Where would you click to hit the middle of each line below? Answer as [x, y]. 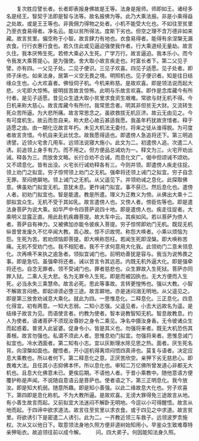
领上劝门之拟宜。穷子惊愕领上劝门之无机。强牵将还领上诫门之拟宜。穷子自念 [99, 172]
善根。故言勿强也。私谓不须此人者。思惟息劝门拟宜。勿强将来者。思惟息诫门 [99, 336]
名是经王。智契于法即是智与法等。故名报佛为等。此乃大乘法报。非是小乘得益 [99, 16]
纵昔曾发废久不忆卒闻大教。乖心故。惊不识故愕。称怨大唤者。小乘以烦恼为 [97, 231]
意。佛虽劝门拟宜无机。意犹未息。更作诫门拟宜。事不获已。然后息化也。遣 [97, 187]
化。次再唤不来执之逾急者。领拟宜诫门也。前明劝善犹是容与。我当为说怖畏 [97, 254]
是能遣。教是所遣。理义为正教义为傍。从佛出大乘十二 [128, 194]
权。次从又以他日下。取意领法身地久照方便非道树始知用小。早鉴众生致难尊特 [99, 425]
